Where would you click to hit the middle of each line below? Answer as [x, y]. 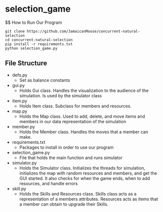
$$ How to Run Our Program [34, 22]
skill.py [19, 189]
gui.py [18, 85]
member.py [23, 126]
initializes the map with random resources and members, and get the [88, 173]
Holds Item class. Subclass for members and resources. [75, 106]
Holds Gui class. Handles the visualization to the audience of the [84, 90]
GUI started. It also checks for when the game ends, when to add [85, 178]
